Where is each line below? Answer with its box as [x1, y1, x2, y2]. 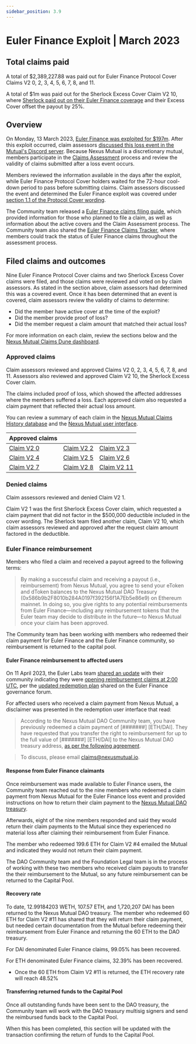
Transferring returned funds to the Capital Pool [6, 988, 123, 995]
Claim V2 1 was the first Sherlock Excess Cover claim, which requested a [6, 505, 182, 512]
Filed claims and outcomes [6, 256, 106, 266]
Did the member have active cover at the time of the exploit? [14, 308, 160, 315]
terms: [6, 565, 22, 572]
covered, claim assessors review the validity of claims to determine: [6, 297, 170, 304]
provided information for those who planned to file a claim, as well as [6, 214, 173, 221]
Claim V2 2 [63, 444, 94, 452]
